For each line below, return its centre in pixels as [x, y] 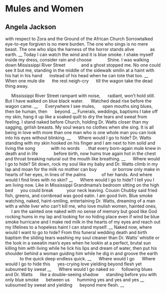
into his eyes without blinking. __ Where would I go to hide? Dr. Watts [78, 138]
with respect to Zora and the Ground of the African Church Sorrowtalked [79, 39]
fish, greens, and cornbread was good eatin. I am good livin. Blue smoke [79, 195]
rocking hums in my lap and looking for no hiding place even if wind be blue [82, 217]
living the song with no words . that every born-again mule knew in [83, 148]
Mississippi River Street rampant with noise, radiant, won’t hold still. [83, 96]
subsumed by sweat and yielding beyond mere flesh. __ [65, 285]
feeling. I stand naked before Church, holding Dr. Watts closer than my [77, 122]
